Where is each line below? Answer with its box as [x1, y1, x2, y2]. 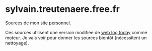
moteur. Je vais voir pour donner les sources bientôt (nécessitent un [5, 35, 147, 41]
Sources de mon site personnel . [5, 20, 71, 26]
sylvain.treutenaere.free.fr [5, 3, 120, 15]
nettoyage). [5, 40, 29, 46]
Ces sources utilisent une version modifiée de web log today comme [5, 29, 147, 35]
